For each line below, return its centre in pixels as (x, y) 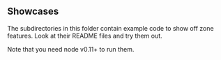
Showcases (33, 12)
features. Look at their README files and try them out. (85, 36)
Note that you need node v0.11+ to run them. (71, 49)
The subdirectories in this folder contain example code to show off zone (110, 28)
